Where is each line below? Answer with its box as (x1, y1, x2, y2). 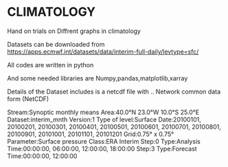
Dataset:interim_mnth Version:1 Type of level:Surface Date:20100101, (7, 115, 201, 124)
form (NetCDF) (7, 94, 49, 103)
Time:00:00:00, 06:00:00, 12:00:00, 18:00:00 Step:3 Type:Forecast (7, 144, 197, 153)
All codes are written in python (7, 60, 94, 69)
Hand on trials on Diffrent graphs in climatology (7, 27, 141, 35)
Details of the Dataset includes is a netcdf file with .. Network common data (7, 87, 221, 96)
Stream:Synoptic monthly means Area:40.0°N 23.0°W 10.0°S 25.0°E (7, 108, 200, 116)
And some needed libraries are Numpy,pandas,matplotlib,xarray (7, 74, 188, 82)
